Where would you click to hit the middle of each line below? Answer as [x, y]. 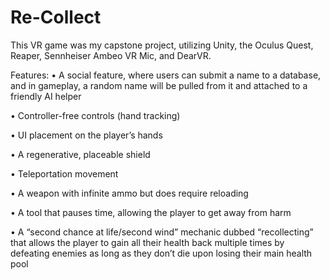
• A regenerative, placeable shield [80, 154]
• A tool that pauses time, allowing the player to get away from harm [151, 212]
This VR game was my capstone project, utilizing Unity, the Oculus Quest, [162, 45]
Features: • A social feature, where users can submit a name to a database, [166, 75]
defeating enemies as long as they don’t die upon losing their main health [161, 253]
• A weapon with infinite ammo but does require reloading [129, 193]
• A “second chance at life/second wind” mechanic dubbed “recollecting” [162, 232]
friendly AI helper [46, 96]
